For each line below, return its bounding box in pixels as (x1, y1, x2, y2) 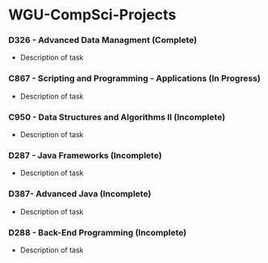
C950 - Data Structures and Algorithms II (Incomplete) (8, 111, 226, 123)
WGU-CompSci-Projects (8, 6, 177, 24)
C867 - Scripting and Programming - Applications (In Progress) (8, 73, 261, 84)
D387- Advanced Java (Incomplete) (8, 188, 152, 199)
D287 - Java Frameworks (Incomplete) (8, 150, 162, 161)
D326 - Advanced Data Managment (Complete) (8, 35, 198, 46)
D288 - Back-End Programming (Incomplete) (8, 227, 187, 238)
